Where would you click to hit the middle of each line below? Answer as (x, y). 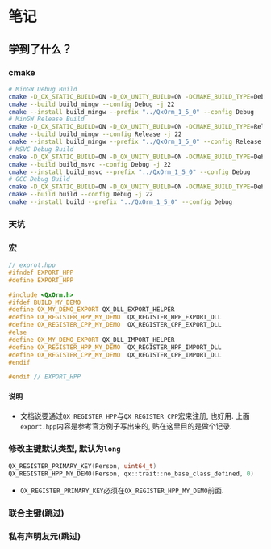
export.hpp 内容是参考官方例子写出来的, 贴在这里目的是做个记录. (126, 426)
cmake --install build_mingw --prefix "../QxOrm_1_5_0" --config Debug (131, 112)
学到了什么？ (40, 49)
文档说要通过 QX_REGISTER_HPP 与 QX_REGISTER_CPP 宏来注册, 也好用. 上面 (135, 416)
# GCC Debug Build (39, 179)
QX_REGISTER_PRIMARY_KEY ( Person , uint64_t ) (83, 466)
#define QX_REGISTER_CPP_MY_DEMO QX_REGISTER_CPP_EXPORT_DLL (115, 325)
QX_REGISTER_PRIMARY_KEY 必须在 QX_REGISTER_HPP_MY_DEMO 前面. (122, 490)
